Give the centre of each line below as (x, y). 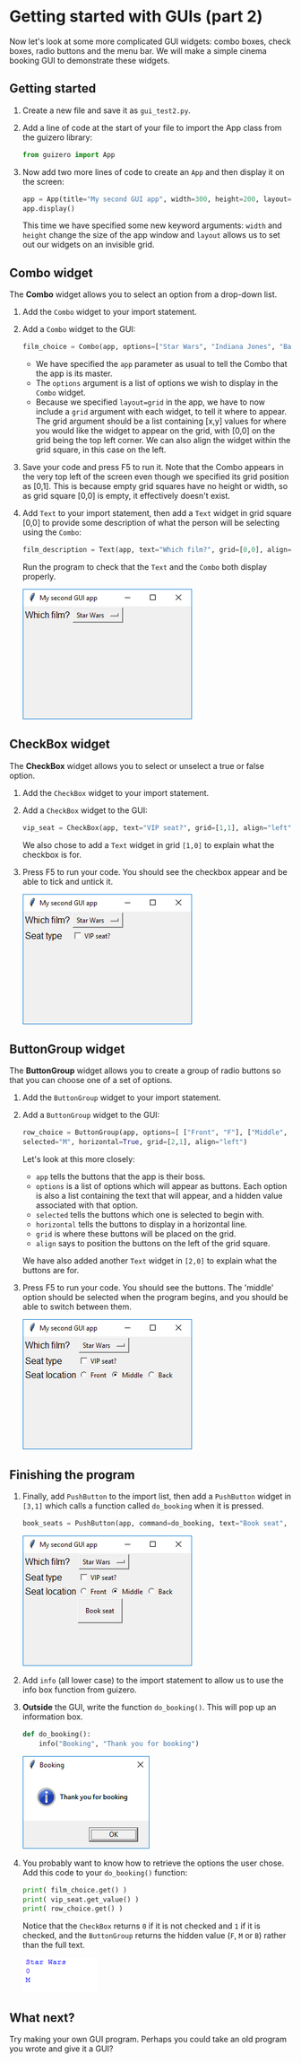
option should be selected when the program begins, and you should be (155, 1298)
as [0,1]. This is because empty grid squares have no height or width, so (155, 486)
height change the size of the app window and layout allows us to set (151, 235)
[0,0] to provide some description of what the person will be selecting (151, 523)
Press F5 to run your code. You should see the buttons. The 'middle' (148, 1288)
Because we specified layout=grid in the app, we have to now (150, 402)
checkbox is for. (52, 854)
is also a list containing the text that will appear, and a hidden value (159, 1196)
